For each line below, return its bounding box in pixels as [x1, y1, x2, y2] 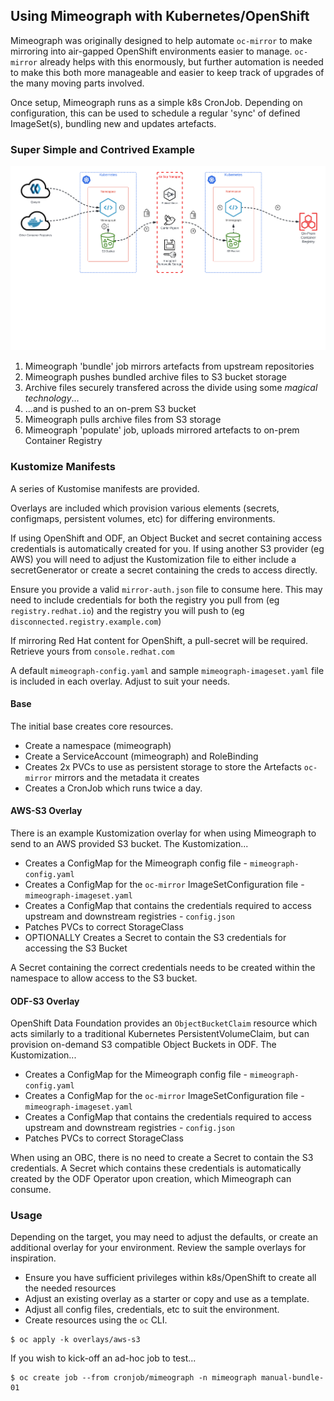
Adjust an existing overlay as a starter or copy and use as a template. [24, 1293, 310, 1305]
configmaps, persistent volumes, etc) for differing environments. [10, 512, 276, 524]
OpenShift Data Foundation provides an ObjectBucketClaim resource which [10, 1017, 318, 1029]
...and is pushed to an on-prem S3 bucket [24, 403, 197, 415]
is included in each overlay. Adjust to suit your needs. [10, 675, 231, 687]
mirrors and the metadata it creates [54, 771, 200, 783]
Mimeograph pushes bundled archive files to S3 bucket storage [24, 371, 287, 383]
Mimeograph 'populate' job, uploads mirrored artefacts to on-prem [24, 424, 300, 436]
